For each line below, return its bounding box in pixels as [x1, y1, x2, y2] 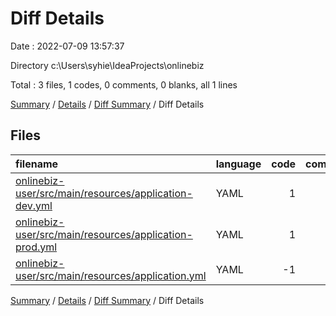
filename [15, 157, 59, 171]
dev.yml [15, 198, 53, 212]
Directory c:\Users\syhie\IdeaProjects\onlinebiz [10, 59, 205, 71]
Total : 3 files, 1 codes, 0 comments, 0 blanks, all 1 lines [10, 78, 238, 91]
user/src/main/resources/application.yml [15, 268, 207, 282]
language [215, 157, 262, 171]
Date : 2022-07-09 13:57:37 [10, 40, 125, 52]
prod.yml [15, 240, 58, 254]
